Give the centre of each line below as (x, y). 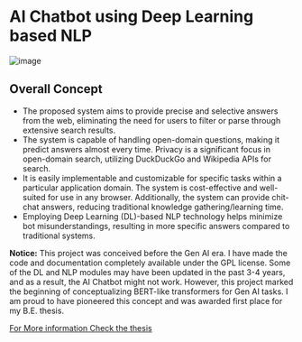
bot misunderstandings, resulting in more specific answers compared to (156, 226)
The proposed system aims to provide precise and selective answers (150, 111)
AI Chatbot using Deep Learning (132, 17)
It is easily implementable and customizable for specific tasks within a (152, 178)
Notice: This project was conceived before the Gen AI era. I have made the (149, 253)
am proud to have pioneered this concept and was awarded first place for (146, 300)
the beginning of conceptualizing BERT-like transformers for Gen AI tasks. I (149, 291)
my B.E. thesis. (37, 310)
